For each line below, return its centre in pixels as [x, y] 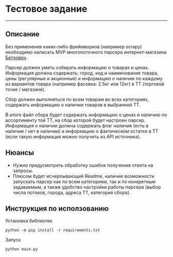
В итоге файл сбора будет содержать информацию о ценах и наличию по [86, 115]
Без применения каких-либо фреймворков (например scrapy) [74, 46]
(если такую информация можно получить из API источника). [73, 136]
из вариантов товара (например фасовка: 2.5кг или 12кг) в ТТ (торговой [85, 84]
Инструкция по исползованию [57, 208]
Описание [22, 34]
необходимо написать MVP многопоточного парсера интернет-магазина [86, 52]
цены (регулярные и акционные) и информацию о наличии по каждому [84, 78]
